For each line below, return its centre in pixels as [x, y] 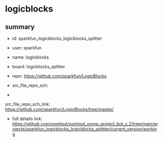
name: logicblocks [30, 57]
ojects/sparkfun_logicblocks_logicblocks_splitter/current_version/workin [84, 129]
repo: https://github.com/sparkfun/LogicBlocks [59, 76]
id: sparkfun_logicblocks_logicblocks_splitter [57, 38]
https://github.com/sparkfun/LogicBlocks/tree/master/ [60, 109]
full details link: [27, 119]
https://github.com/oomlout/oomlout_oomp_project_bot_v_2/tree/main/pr [85, 124]
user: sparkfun [27, 48]
